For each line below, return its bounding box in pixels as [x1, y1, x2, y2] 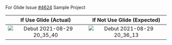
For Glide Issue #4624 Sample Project [5, 5, 85, 10]
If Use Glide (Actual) [20, 16, 71, 24]
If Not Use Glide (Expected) [92, 16, 160, 24]
